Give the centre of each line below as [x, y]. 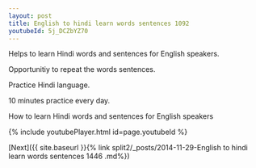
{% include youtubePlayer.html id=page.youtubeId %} [98, 132]
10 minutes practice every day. [59, 101]
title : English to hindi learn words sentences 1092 [99, 23]
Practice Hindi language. [49, 85]
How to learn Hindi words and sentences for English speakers [111, 116]
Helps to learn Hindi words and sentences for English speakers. [114, 54]
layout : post [30, 16]
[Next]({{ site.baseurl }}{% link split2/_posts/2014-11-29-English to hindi [128, 148]
